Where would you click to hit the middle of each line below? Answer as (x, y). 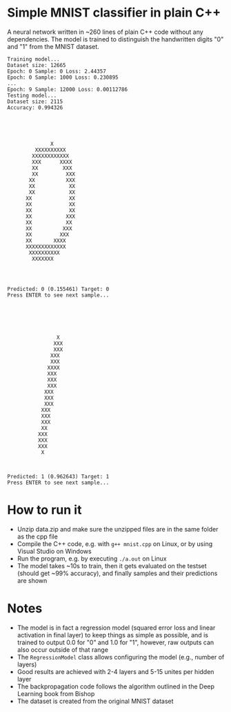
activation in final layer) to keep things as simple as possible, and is (113, 635)
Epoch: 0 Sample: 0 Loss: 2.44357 (57, 71)
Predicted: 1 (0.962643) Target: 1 (58, 476)
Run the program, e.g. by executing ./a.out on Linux (92, 559)
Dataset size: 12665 (37, 65)
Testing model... (32, 95)
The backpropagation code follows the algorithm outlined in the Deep (116, 686)
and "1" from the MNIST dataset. (53, 46)
